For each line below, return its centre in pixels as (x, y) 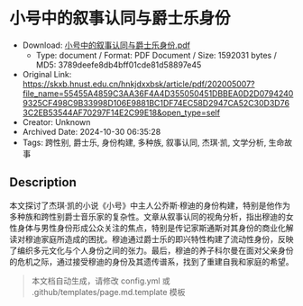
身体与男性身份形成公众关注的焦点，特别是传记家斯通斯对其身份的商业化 (151, 228)
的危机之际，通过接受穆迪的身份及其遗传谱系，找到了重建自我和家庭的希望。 (151, 261)
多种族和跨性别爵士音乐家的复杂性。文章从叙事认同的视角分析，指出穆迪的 (147, 216)
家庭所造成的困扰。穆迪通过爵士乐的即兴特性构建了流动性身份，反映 (167, 238)
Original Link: (47, 74)
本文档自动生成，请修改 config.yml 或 (101, 281)
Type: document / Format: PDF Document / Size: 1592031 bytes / (156, 55)
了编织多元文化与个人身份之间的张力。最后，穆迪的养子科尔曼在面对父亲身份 (151, 250)
